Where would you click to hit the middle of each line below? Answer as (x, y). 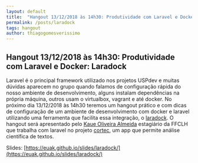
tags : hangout (24, 28)
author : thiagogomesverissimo (43, 33)
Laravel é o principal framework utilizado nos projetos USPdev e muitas (93, 80)
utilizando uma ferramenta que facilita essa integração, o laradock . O (90, 117)
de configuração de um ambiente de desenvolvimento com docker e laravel (98, 111)
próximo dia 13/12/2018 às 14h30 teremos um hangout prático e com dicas (96, 105)
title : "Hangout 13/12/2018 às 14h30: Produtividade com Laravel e (92, 17)
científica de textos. (30, 136)
